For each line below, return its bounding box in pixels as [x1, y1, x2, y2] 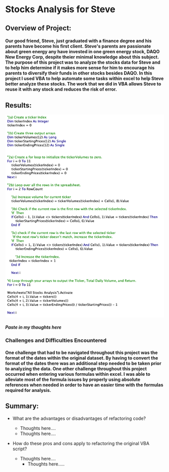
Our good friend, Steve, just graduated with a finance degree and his [5, 38, 152, 44]
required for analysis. [5, 387, 51, 393]
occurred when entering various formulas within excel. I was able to [5, 371, 150, 377]
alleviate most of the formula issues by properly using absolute [5, 376, 140, 382]
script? [12, 446, 27, 452]
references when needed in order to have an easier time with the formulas [5, 381, 163, 388]
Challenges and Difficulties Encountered [5, 337, 107, 344]
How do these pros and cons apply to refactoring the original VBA [12, 440, 150, 446]
